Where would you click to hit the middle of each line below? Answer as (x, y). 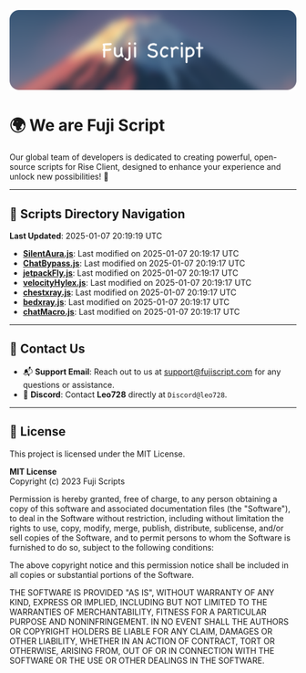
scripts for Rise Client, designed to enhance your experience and (159, 167)
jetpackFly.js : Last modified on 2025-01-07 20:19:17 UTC (130, 273)
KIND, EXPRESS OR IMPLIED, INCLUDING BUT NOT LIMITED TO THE (138, 602)
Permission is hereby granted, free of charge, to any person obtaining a (143, 499)
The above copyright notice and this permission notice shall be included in (149, 565)
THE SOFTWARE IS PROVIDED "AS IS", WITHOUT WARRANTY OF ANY (142, 592)
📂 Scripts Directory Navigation (97, 214)
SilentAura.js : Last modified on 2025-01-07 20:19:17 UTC (131, 254)
